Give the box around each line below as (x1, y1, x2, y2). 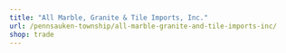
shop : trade (9, 30, 54, 39)
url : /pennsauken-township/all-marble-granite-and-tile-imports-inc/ (9, 22, 278, 31)
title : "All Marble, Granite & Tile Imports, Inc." (9, 13, 208, 22)
